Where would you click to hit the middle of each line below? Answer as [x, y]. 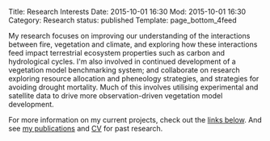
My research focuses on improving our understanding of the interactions [129, 36]
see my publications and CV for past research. [86, 129]
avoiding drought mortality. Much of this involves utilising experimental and [133, 87]
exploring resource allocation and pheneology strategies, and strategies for [134, 79]
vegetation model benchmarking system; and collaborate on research [124, 70]
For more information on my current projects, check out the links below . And [135, 120]
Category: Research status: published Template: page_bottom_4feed [122, 20]
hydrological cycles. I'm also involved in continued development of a [122, 61]
